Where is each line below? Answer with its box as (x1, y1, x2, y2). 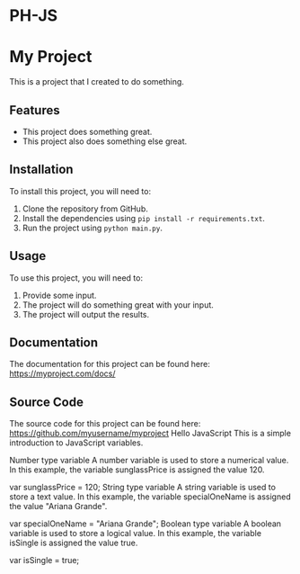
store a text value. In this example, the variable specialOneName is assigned (9, 491, 291, 502)
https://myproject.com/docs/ (9, 368, 116, 379)
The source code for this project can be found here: (9, 418, 201, 429)
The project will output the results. (22, 309, 150, 319)
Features (9, 103, 60, 118)
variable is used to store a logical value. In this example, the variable (9, 528, 262, 539)
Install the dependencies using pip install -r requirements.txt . (22, 212, 265, 223)
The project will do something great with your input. (22, 299, 214, 310)
